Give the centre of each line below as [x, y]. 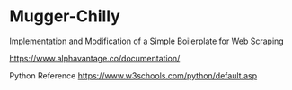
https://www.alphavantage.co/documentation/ [95, 58]
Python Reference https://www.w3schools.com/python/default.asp [133, 75]
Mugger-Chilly [65, 16]
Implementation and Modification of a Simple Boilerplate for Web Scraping [147, 41]
